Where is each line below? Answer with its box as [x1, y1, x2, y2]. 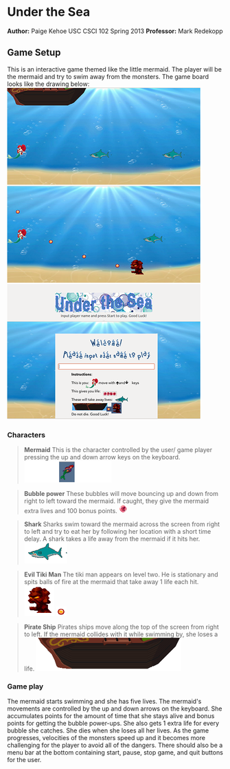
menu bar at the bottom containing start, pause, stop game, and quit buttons [7, 748, 223, 757]
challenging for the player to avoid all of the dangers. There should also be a [7, 741, 223, 750]
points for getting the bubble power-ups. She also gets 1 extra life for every [7, 719, 220, 728]
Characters [7, 430, 46, 440]
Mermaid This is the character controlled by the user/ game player [23, 446, 213, 454]
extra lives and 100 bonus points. [23, 507, 118, 515]
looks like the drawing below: [7, 80, 90, 88]
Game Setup [7, 47, 61, 58]
